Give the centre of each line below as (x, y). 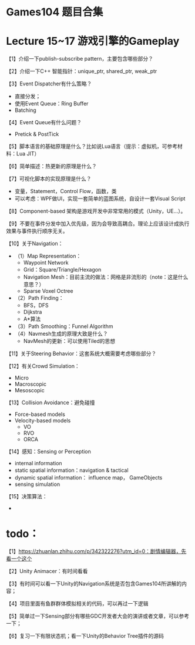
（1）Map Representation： (48, 256)
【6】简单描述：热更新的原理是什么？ (51, 166)
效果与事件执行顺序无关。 (37, 231)
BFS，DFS (36, 305)
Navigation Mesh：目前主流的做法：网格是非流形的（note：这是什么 (106, 277)
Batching (25, 110)
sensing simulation (37, 484)
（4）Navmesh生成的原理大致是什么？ (61, 334)
